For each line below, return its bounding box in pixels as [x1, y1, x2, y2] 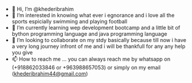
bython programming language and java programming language [11, 30, 167, 37]
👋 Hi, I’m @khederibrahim [11, 6, 74, 12]
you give [11, 49, 33, 56]
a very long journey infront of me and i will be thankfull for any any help [11, 43, 186, 50]
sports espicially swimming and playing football [11, 18, 128, 25]
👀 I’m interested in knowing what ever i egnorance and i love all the [11, 12, 175, 19]
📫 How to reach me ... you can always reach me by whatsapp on [11, 56, 171, 63]
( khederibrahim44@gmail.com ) [11, 70, 89, 77]
